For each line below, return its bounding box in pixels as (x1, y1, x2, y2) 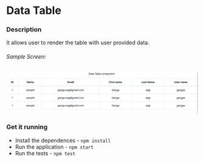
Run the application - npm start (15, 143, 94, 150)
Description (6, 25, 42, 34)
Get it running (6, 123, 48, 131)
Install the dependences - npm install (15, 137, 111, 144)
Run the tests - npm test (15, 149, 76, 157)
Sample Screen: (6, 53, 47, 61)
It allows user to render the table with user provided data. (6, 39, 150, 46)
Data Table (6, 4, 62, 18)
